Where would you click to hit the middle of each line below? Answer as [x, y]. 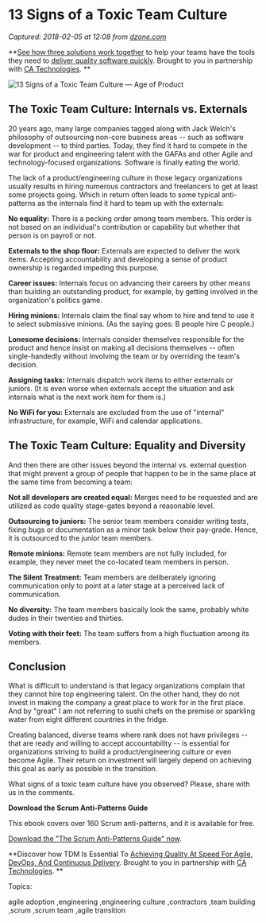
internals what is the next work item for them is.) [87, 397]
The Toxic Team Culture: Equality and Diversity [127, 446]
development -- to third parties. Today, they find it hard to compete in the [128, 145]
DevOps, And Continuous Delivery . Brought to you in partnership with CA [127, 863]
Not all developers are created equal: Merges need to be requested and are [133, 497]
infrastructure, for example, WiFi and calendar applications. [105, 421]
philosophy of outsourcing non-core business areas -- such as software [126, 137]
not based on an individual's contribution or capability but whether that [124, 227]
